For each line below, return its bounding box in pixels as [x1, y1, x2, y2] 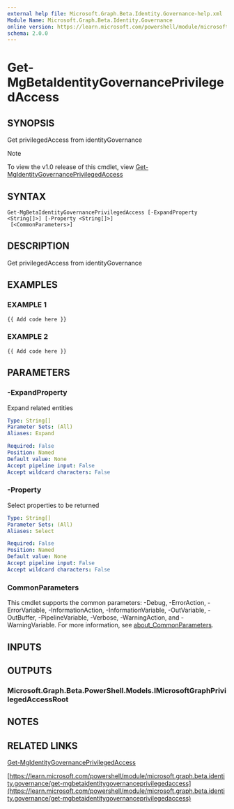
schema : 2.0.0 [7, 29, 49, 37]
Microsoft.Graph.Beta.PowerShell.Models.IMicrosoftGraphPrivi [7, 685, 226, 695]
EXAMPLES [7, 279, 58, 291]
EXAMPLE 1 [7, 300, 47, 309]
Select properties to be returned [7, 501, 100, 509]
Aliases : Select [7, 527, 54, 534]
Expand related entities [7, 403, 73, 412]
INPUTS [7, 641, 42, 653]
